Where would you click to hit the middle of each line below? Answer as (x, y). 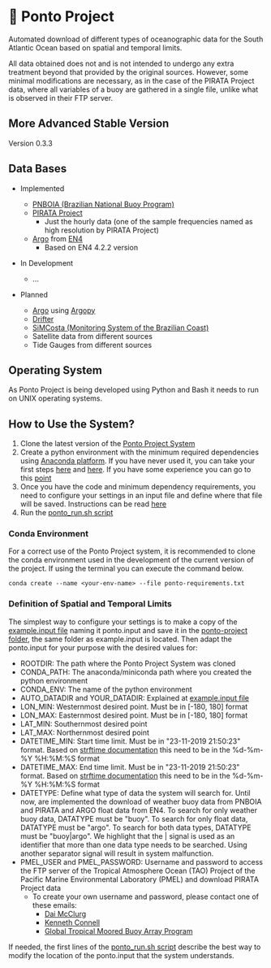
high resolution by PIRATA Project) (102, 230)
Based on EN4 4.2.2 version (91, 247)
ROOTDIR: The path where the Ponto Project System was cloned (128, 663)
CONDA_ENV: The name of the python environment (106, 689)
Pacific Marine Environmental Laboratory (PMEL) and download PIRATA (140, 879)
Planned (34, 294)
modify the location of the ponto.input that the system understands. (121, 955)
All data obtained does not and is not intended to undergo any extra (121, 63)
